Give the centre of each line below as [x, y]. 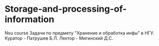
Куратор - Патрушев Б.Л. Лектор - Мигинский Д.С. [59, 38]
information [29, 19]
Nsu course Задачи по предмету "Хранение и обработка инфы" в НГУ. [80, 33]
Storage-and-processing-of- [66, 9]
